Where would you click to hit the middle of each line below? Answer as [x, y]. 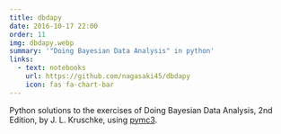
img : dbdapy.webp [42, 43]
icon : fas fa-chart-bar [70, 85]
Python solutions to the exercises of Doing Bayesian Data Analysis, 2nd [141, 110]
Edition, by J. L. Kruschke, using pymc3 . [83, 120]
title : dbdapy [36, 18]
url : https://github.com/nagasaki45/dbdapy [108, 76]
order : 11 [28, 34]
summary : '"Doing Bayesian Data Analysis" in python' [112, 51]
